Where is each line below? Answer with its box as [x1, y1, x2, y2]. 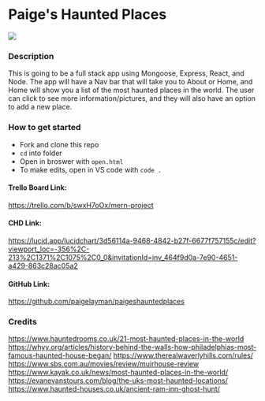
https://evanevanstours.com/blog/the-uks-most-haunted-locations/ [8, 376, 229, 385]
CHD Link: [8, 218, 42, 228]
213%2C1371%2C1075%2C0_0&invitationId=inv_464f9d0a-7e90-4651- [8, 252, 238, 262]
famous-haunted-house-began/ [8, 351, 112, 360]
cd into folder [19, 148, 63, 158]
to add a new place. [8, 102, 73, 112]
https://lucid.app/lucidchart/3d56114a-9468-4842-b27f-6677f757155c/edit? [8, 236, 256, 245]
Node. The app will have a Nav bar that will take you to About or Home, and [8, 77, 253, 87]
